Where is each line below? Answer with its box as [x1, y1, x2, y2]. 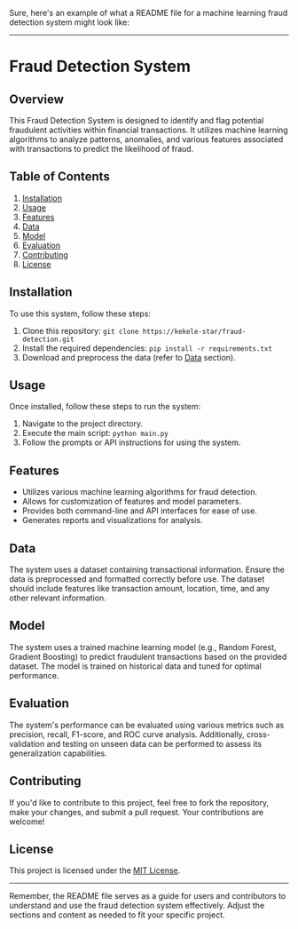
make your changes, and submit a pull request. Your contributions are [9, 806, 264, 817]
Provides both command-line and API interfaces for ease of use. [21, 505, 257, 516]
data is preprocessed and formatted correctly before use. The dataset [9, 574, 265, 584]
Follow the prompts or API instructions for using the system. [21, 437, 241, 448]
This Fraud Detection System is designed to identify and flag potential [9, 115, 264, 125]
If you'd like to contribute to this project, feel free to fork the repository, [9, 797, 270, 807]
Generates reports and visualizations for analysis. [21, 515, 203, 526]
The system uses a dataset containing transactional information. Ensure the [9, 564, 286, 576]
